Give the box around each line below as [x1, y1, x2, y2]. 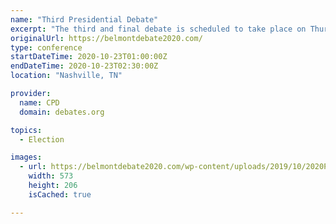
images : [10, 152, 43, 163]
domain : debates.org [19, 107, 105, 117]
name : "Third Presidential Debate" [10, 14, 159, 25]
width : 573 [28, 171, 74, 181]
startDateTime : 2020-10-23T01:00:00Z [10, 52, 168, 62]
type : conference [10, 42, 83, 53]
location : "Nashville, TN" [10, 71, 123, 81]
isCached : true [28, 189, 92, 200]
